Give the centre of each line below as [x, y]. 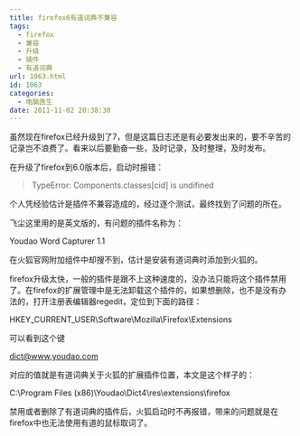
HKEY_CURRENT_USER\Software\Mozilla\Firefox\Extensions [121, 320]
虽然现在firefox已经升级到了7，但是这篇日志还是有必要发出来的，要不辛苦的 [150, 137]
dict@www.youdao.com [54, 357]
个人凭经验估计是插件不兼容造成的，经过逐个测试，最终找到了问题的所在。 [148, 204]
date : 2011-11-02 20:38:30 [60, 110]
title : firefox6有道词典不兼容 [63, 18]
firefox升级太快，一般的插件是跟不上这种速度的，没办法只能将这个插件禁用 [148, 279]
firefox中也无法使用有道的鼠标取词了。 [81, 423]
